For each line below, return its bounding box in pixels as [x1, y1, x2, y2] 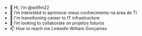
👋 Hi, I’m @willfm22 [9, 5, 49, 10]
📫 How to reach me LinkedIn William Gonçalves [9, 26, 107, 31]
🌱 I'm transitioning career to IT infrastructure [9, 15, 100, 20]
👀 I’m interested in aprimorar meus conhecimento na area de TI [9, 10, 137, 16]
